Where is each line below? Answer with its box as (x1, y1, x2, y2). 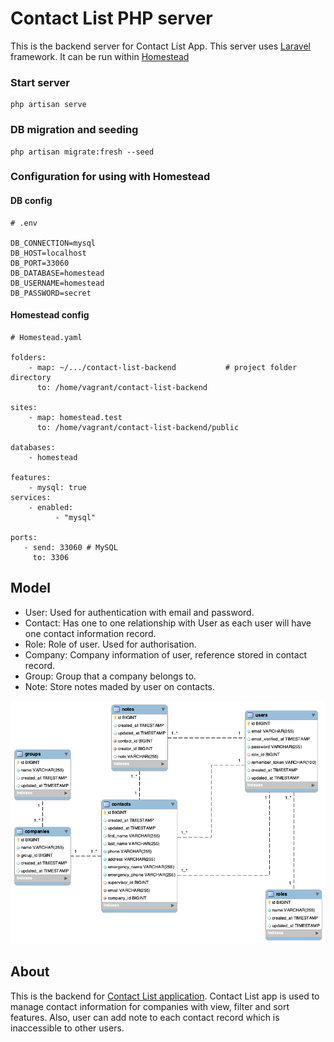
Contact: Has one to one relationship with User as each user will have (24, 617, 312, 629)
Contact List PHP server (10, 7, 213, 30)
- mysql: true (28, 482, 87, 492)
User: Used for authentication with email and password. (24, 606, 255, 618)
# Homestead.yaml (10, 332, 83, 342)
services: (10, 492, 52, 502)
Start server (10, 75, 70, 89)
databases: (10, 442, 56, 452)
